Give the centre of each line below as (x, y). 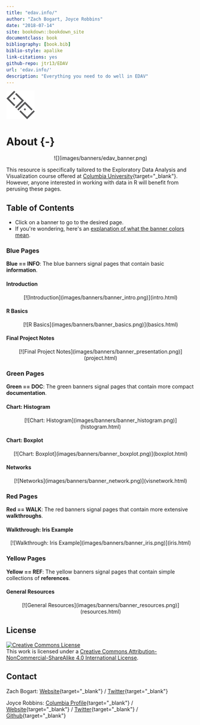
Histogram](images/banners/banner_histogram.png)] (111, 420)
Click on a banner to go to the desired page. (69, 222)
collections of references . (38, 578)
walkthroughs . (25, 516)
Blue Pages (23, 251)
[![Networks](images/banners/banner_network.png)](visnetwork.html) (101, 480)
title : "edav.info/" (32, 13)
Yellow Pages (26, 558)
